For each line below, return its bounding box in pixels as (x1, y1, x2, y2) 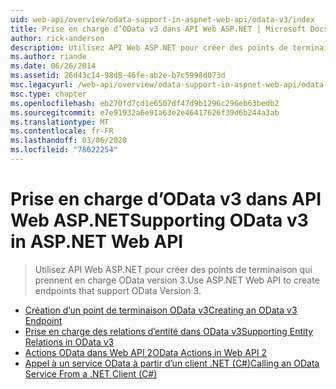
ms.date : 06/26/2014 (10, 61, 97, 71)
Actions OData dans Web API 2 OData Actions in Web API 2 (24, 346, 268, 358)
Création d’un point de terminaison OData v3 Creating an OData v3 (24, 304, 298, 316)
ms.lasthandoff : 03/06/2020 (10, 136, 128, 146)
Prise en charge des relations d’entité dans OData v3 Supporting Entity (24, 325, 314, 337)
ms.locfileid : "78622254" (10, 145, 118, 155)
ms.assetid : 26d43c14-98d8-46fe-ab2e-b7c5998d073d (10, 71, 226, 81)
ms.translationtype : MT (10, 117, 110, 127)
